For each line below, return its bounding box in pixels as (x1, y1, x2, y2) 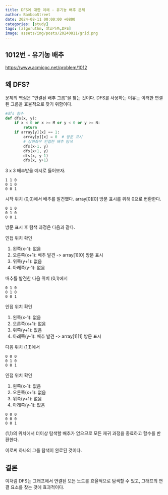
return (23, 125, 37, 130)
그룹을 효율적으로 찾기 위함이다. (10, 101, 73, 107)
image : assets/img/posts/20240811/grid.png (5, 31, 98, 36)
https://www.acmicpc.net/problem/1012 (5, 64, 87, 71)
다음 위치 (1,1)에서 (5, 344, 40, 350)
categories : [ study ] (5, 21, 49, 27)
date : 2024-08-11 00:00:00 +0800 (5, 17, 76, 22)
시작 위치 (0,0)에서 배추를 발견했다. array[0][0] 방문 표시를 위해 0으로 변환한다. (5, 196, 161, 202)
